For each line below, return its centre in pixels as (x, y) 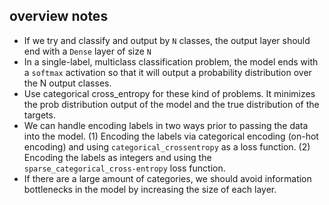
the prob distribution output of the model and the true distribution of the (171, 104)
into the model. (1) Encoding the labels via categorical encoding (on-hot (171, 136)
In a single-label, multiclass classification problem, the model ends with (171, 61)
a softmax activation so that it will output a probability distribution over (167, 72)
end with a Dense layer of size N (87, 51)
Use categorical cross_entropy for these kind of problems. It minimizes (169, 93)
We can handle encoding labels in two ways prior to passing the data (166, 125)
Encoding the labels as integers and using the (117, 157)
